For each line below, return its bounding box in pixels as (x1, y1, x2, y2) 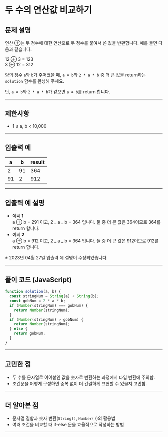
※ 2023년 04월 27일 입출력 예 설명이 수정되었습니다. (5, 255, 108, 261)
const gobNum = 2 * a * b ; (9, 298, 66, 303)
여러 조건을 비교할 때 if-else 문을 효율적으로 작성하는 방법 (12, 422, 124, 428)
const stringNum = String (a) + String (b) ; (9, 294, 99, 299)
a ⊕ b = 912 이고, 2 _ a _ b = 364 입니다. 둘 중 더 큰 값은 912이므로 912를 (12, 238, 159, 244)
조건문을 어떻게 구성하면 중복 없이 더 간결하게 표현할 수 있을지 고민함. (12, 380, 147, 386)
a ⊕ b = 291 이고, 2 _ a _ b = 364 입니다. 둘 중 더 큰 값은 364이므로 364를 (12, 219, 161, 225)
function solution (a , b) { (5, 289, 61, 294)
